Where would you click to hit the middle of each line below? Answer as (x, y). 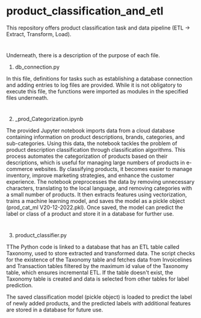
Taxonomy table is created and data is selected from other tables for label (98, 279)
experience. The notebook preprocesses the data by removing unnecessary (100, 182)
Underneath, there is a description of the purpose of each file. (83, 55)
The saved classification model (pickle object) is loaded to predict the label (99, 297)
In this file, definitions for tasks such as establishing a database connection (99, 79)
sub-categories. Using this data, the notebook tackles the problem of (92, 143)
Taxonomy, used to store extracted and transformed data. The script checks (101, 253)
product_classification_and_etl (85, 11)
